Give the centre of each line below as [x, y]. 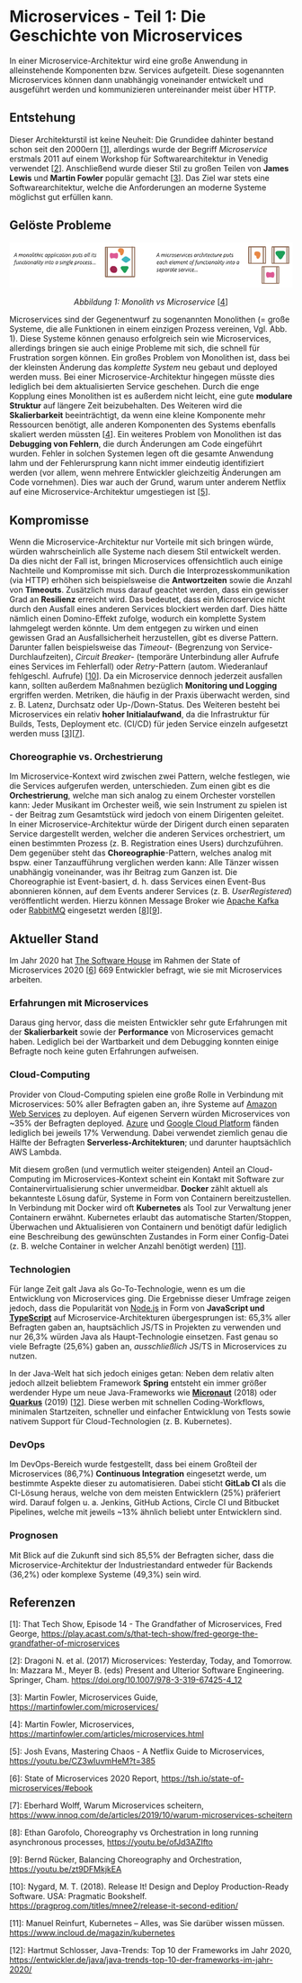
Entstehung [43, 118]
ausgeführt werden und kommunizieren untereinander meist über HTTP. [143, 89]
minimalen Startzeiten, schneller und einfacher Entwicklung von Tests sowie [150, 1412]
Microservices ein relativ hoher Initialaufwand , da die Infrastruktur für [139, 714]
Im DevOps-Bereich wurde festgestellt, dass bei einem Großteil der [133, 1464]
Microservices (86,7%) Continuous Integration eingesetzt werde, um [138, 1474]
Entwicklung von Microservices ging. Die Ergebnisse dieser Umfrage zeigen [150, 1298]
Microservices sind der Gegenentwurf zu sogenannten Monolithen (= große [150, 320]
